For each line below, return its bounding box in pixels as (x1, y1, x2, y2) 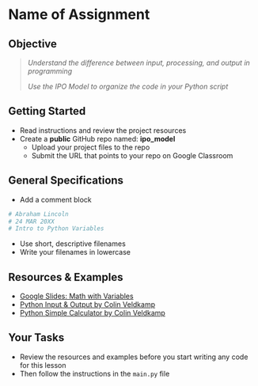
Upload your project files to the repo (31, 142, 150, 152)
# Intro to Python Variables (8, 225, 104, 233)
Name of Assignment (8, 6, 150, 24)
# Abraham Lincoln (8, 210, 69, 218)
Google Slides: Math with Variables (19, 291, 134, 301)
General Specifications (8, 174, 124, 187)
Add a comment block (19, 195, 93, 204)
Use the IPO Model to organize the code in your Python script (27, 81, 229, 91)
